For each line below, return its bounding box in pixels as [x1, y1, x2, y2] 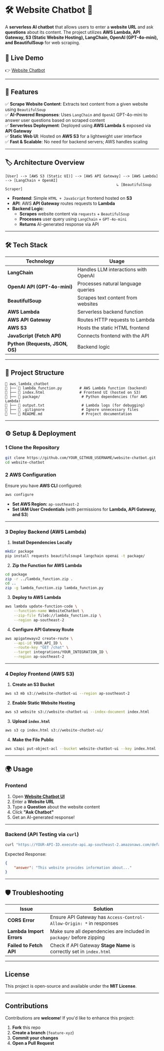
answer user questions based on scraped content [5, 117, 105, 123]
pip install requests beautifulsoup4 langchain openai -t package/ [5, 553, 145, 558]
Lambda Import [7, 928, 44, 935]
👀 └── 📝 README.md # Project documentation [5, 411, 132, 416]
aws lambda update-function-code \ [5, 604, 78, 609]
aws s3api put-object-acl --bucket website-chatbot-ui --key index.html [5, 746, 156, 751]
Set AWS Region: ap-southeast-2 [12, 501, 80, 507]
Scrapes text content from [77, 295, 138, 301]
